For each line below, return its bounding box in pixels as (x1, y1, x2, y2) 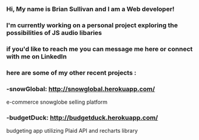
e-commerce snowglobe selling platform (6, 98, 108, 106)
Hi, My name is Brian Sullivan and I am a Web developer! (6, 5, 175, 13)
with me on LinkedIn (6, 52, 67, 60)
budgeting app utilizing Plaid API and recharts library (6, 127, 138, 135)
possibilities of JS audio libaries (6, 28, 102, 37)
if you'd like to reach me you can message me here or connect (6, 45, 193, 53)
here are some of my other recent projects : (6, 68, 137, 77)
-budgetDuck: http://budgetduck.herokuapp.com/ (6, 113, 158, 122)
